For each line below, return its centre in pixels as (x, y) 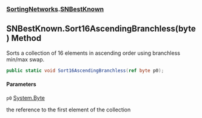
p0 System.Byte (26, 98)
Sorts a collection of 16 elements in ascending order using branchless (93, 53)
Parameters (21, 85)
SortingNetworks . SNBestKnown (55, 9)
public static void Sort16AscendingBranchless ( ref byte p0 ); (85, 71)
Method (26, 38)
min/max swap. (25, 59)
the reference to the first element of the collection (69, 109)
